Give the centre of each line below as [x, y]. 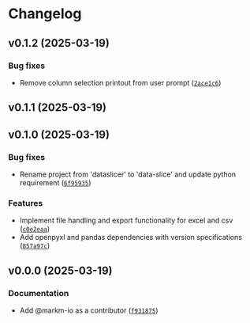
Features [26, 203]
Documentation [39, 293]
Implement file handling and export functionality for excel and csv [126, 220]
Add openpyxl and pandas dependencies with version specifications [131, 237]
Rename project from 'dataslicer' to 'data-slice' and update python [128, 174]
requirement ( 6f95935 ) [55, 182]
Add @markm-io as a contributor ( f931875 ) [89, 310]
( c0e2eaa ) [35, 229]
